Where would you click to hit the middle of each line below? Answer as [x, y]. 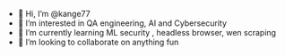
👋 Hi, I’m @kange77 [54, 14]
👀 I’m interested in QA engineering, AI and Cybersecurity [122, 23]
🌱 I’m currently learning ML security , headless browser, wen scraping [147, 32]
